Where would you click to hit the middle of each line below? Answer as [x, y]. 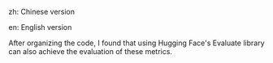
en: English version [40, 27]
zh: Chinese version [42, 12]
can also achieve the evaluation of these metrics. [91, 51]
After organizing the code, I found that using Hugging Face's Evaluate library [136, 43]
